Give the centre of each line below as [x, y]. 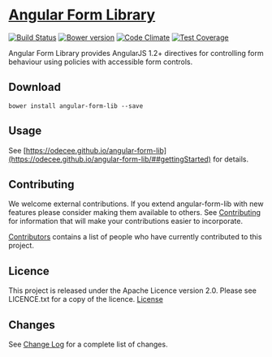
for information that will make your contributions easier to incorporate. [126, 222]
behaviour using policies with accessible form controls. [101, 62]
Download [35, 87]
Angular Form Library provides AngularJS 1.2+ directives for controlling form [136, 53]
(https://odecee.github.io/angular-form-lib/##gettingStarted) [110, 159]
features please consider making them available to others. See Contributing [135, 213]
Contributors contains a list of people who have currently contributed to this [135, 237]
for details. [231, 159]
